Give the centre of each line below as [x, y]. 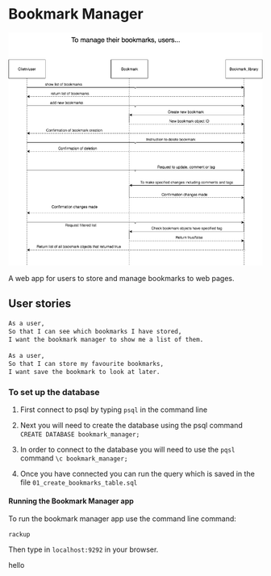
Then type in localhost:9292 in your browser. [83, 549]
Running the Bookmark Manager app [71, 501]
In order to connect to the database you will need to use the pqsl [127, 450]
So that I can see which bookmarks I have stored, [95, 331]
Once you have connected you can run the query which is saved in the [138, 474]
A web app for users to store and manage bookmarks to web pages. [122, 279]
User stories [40, 304]
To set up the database [54, 392]
